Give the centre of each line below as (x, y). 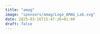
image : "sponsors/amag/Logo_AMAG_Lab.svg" (50, 14)
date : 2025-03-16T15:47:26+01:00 (40, 19)
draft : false (19, 24)
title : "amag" (20, 10)
